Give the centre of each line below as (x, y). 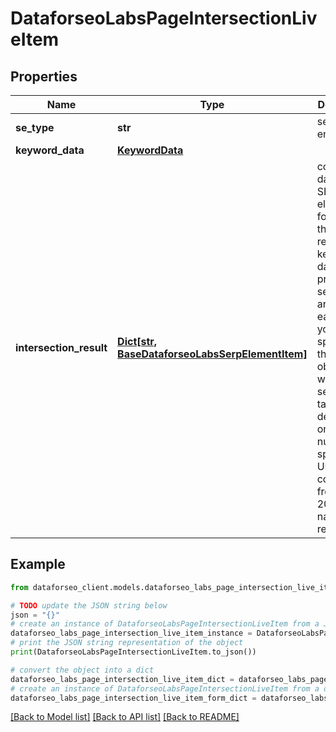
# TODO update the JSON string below (89, 605)
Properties (44, 76)
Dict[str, (137, 341)
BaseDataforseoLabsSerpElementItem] (212, 354)
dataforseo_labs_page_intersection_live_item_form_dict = (133, 698)
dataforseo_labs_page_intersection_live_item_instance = (131, 633)
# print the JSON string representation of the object (127, 643)
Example (38, 564)
